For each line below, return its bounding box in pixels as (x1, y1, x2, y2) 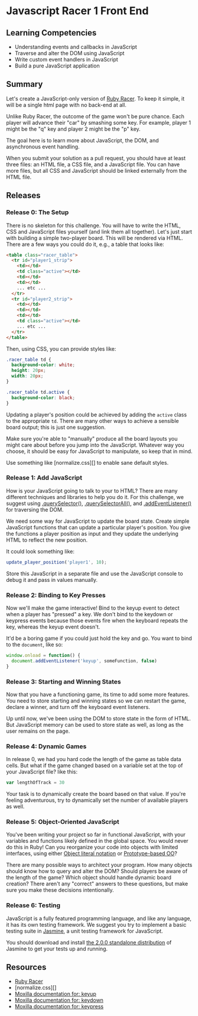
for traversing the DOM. (6, 506, 64, 513)
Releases (6, 190, 41, 200)
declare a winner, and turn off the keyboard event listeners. (6, 703, 151, 710)
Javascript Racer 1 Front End (6, 4, 149, 18)
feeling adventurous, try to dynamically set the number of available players (6, 797, 189, 804)
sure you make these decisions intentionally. (6, 886, 114, 894)
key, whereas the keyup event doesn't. (6, 623, 100, 630)
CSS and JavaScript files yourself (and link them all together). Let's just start (6, 228, 192, 235)
